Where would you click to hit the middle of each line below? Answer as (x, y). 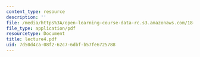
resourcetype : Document (36, 34)
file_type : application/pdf (41, 28)
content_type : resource (36, 12)
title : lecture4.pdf (32, 39)
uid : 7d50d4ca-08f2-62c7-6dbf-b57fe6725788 (61, 45)
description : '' (26, 17)
